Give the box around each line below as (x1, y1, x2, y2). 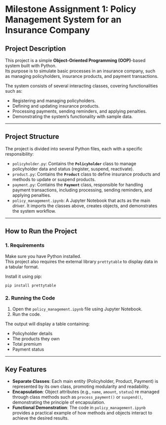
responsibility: (5, 151, 34, 157)
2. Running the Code (5, 295, 55, 302)
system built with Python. (5, 63, 57, 68)
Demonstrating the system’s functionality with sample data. (12, 114, 133, 120)
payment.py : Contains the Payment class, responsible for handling (12, 182, 143, 187)
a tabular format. (5, 264, 40, 270)
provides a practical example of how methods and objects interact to (12, 410, 152, 416)
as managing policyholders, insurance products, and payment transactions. (5, 73, 159, 79)
